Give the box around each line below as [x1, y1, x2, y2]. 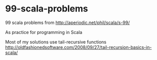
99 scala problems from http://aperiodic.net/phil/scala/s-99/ [5, 19, 130, 25]
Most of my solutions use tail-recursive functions [5, 38, 107, 45]
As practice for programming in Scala [5, 29, 83, 35]
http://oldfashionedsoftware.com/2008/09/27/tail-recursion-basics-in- [5, 44, 152, 50]
